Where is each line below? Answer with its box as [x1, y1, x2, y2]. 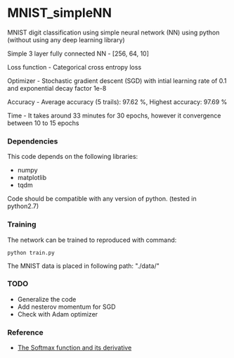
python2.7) [7, 202, 39, 210]
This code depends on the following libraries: [7, 153, 138, 161]
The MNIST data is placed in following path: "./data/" [7, 262, 160, 270]
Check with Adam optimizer [17, 309, 98, 318]
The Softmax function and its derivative [17, 343, 132, 352]
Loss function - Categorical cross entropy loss [7, 63, 142, 71]
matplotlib [17, 174, 47, 182]
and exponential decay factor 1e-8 [7, 84, 107, 92]
